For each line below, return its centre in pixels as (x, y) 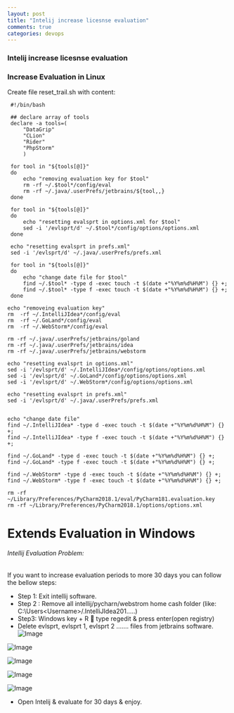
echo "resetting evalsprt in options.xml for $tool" (102, 222)
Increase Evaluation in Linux (56, 77)
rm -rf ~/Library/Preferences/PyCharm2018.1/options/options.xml (105, 505)
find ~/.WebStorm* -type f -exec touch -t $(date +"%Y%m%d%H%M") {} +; (114, 481)
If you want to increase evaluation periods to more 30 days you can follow (115, 575)
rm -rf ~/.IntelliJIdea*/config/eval (64, 315)
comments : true (30, 27)
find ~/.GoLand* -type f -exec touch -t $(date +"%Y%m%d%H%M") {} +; (111, 462)
